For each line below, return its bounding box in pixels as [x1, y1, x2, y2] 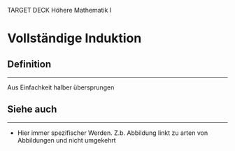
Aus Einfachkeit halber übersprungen [7, 83, 115, 92]
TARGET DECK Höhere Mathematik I [7, 6, 112, 14]
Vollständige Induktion [7, 31, 142, 46]
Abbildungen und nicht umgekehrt [17, 136, 117, 144]
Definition [7, 58, 51, 70]
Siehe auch [7, 103, 57, 115]
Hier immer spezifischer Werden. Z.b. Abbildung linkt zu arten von [17, 129, 208, 137]
